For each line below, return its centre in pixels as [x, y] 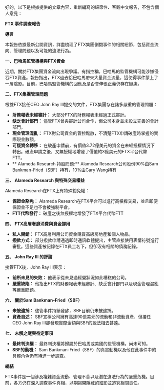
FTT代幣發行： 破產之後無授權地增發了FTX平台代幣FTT [68, 213]
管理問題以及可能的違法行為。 [43, 51]
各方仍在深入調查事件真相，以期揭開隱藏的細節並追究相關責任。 [78, 383]
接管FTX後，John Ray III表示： [36, 267]
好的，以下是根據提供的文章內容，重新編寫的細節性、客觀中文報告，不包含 [80, 7]
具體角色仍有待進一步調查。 [40, 356]
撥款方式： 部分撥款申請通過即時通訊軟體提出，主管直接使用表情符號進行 [85, 240]
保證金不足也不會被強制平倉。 [42, 207]
